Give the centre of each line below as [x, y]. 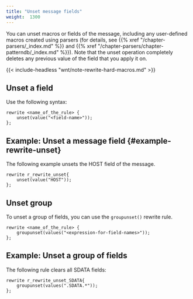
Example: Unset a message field [66, 141]
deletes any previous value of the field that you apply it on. [77, 58]
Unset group [29, 203]
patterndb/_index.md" [32, 52]
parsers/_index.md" [30, 46]
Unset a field [30, 88]
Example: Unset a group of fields [67, 255]
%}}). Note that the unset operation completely [117, 52]
